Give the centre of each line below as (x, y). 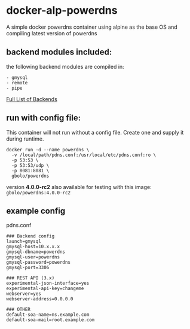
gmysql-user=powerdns (33, 257)
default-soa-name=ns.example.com (48, 315)
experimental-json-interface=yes (48, 284)
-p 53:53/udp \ (30, 165)
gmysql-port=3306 (28, 268)
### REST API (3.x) (30, 278)
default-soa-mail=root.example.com (50, 320)
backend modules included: (59, 52)
